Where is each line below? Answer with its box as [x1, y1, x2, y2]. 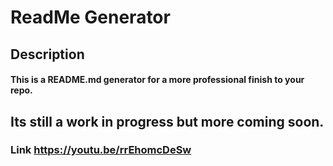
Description [10, 46, 85, 63]
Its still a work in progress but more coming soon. [10, 113, 325, 130]
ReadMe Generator [10, 6, 171, 29]
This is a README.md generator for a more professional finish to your [10, 74, 305, 86]
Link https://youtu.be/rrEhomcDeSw [10, 143, 192, 157]
